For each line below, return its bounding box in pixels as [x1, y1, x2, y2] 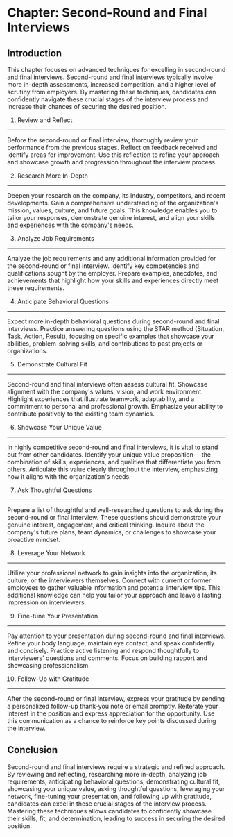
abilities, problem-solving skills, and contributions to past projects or [7, 339, 203, 348]
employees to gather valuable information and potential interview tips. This [7, 584, 221, 591]
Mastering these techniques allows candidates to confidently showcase [7, 806, 212, 815]
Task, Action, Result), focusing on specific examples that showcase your [7, 332, 215, 340]
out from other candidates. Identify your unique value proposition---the [7, 450, 212, 459]
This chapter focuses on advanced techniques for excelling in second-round [7, 66, 226, 74]
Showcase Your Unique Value [17, 423, 102, 431]
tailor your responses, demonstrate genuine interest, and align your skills [7, 214, 216, 221]
